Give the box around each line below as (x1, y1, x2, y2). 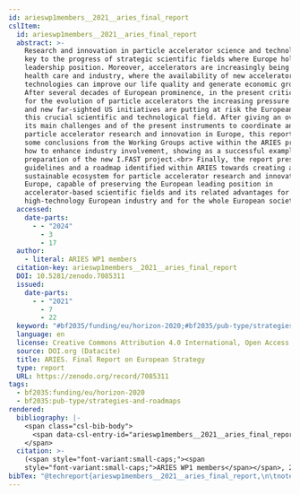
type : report (16, 363, 65, 372)
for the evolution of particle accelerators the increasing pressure (24, 96, 290, 106)
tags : (8, 380, 29, 389)
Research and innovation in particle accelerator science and (24, 47, 261, 56)
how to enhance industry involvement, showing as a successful (24, 146, 266, 155)
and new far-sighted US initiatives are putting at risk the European (24, 105, 294, 114)
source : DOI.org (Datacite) (16, 346, 122, 355)
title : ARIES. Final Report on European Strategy (16, 355, 205, 364)
